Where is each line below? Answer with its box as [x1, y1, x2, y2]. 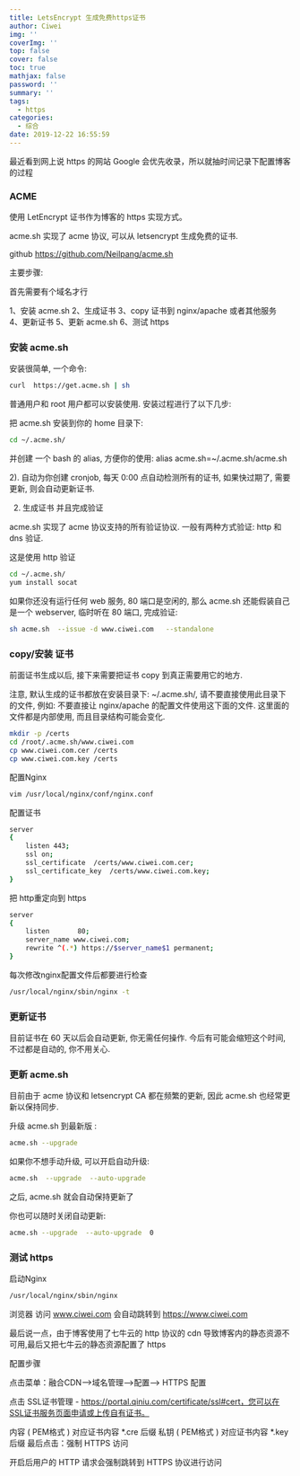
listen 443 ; [25, 842, 70, 851]
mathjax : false [9, 72, 66, 81]
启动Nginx [9, 1273, 47, 1285]
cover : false [9, 55, 58, 64]
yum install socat [9, 579, 78, 588]
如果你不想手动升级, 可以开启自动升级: [9, 1156, 150, 1167]
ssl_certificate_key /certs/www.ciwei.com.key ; [25, 866, 210, 876]
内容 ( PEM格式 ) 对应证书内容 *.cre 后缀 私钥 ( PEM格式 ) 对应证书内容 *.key [9, 1427, 289, 1437]
